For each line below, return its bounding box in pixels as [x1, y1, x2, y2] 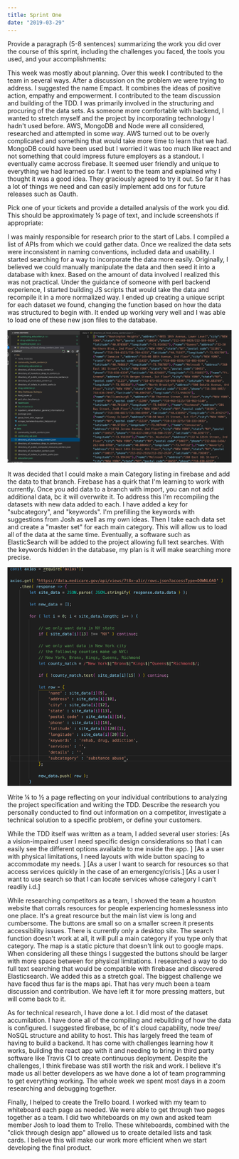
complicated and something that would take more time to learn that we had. [7, 136, 229, 145]
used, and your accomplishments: [7, 54, 107, 63]
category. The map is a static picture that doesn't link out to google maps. [7, 941, 224, 950]
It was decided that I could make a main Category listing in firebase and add [7, 470, 230, 479]
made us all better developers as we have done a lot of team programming [7, 1069, 225, 1077]
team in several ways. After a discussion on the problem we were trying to [7, 76, 225, 85]
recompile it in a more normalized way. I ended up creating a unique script [7, 293, 225, 301]
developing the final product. [7, 1143, 92, 1152]
